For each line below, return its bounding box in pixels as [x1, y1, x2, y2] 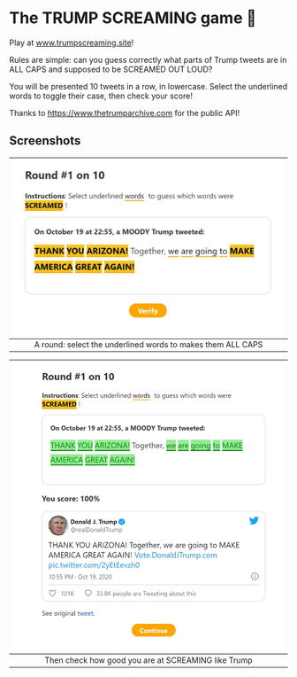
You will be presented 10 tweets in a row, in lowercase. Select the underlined [9, 81, 288, 91]
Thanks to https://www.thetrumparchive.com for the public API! [9, 107, 240, 118]
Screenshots [9, 133, 81, 149]
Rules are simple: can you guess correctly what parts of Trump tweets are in [9, 54, 287, 65]
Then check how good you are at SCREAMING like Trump [44, 655, 253, 665]
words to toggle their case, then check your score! [9, 90, 193, 101]
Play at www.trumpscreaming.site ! [9, 37, 134, 48]
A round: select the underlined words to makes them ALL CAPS [34, 339, 263, 350]
